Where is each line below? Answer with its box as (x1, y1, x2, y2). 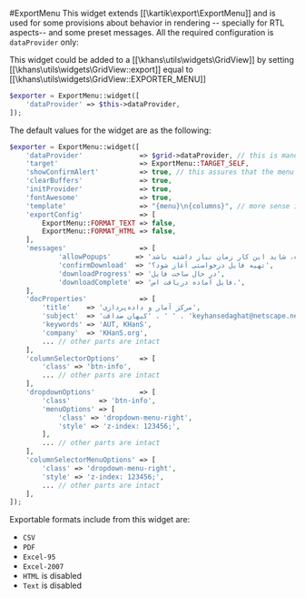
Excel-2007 (22, 563, 64, 572)
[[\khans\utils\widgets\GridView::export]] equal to (9, 64, 193, 75)
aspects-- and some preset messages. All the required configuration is (9, 27, 274, 37)
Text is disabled (22, 580, 83, 591)
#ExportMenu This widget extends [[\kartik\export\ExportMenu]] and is (9, 8, 276, 18)
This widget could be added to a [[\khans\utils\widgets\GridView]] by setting (9, 55, 295, 65)
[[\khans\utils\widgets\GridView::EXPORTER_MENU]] (9, 74, 207, 85)
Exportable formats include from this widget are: (9, 514, 191, 525)
